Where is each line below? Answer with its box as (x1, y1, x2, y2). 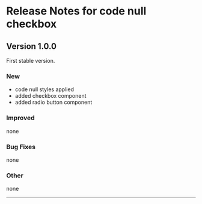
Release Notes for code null (6, 4, 147, 18)
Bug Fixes (6, 142, 36, 151)
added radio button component (14, 98, 93, 106)
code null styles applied (14, 86, 74, 93)
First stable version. (6, 57, 55, 64)
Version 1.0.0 (6, 41, 57, 51)
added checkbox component (14, 92, 87, 100)
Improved (6, 113, 35, 122)
